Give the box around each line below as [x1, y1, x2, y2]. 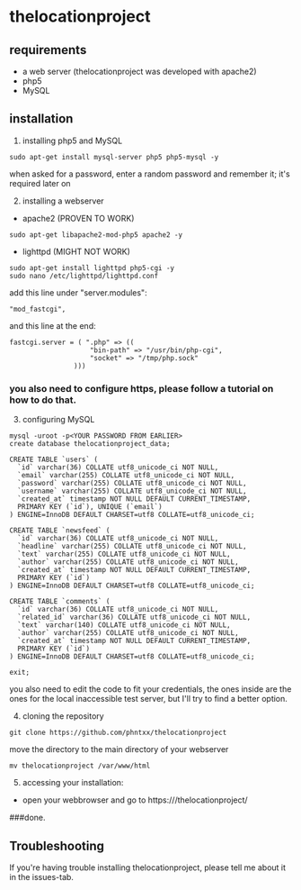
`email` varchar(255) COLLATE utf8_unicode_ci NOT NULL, [17, 471, 235, 480]
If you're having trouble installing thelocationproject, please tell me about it [9, 862, 286, 873]
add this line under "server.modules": [9, 286, 147, 298]
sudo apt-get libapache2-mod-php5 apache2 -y [9, 230, 182, 240]
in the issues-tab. [9, 871, 75, 882]
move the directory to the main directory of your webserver [9, 744, 229, 755]
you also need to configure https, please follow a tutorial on [9, 382, 274, 395]
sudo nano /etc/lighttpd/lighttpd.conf [9, 271, 159, 280]
